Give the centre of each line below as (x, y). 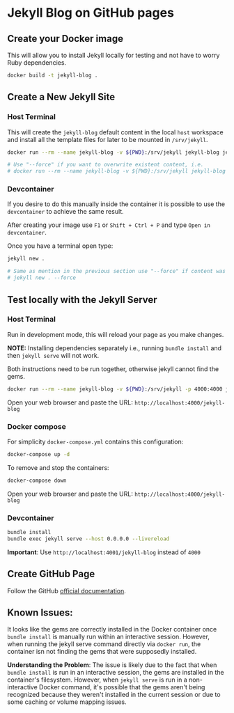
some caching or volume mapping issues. (67, 702)
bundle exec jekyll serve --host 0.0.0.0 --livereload (88, 539)
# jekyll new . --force (42, 278)
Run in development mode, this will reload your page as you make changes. (116, 334)
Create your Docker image (65, 39)
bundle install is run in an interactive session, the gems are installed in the (116, 673)
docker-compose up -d (39, 454)
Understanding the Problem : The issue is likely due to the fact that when (112, 665)
